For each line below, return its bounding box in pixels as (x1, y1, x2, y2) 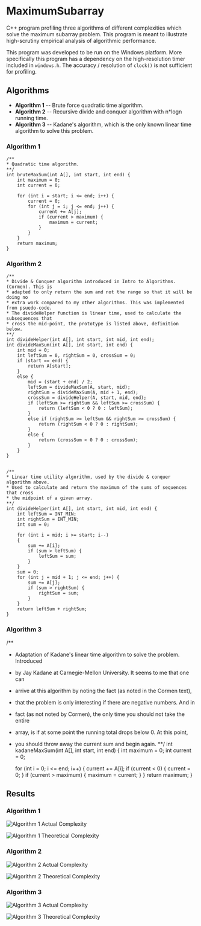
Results (6, 789, 36, 799)
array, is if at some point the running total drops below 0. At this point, (14, 729, 188, 736)
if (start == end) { (17, 358, 69, 364)
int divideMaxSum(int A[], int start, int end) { (6, 342, 134, 348)
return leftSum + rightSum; (17, 606, 87, 612)
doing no (6, 295, 28, 301)
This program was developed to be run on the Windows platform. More (6, 48, 182, 56)
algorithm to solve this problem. (14, 127, 94, 134)
